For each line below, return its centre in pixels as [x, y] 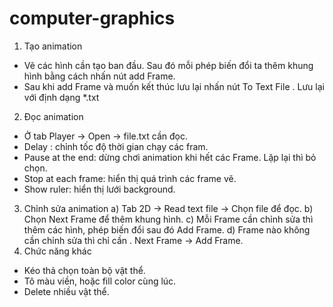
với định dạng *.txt [61, 97]
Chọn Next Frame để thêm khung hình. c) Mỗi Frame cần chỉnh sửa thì [168, 219]
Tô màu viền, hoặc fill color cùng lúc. [100, 281]
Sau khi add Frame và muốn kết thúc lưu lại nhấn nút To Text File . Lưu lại [174, 86]
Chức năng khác [57, 251]
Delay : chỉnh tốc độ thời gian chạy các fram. [116, 146]
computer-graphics [92, 18]
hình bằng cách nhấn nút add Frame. [99, 76]
